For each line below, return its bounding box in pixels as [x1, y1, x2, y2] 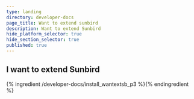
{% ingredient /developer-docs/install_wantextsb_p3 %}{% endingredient [6, 80, 189, 88]
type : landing [6, 8, 42, 15]
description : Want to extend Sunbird [6, 25, 101, 32]
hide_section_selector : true [6, 37, 80, 43]
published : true [6, 43, 47, 49]
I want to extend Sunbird [6, 64, 100, 75]
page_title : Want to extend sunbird [6, 20, 98, 26]
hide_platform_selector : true [6, 31, 83, 37]
